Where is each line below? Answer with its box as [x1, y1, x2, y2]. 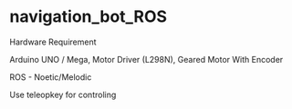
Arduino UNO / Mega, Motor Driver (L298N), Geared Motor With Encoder [9, 54, 284, 64]
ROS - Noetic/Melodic [9, 71, 92, 83]
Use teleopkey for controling [9, 89, 117, 100]
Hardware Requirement [9, 36, 98, 47]
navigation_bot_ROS [9, 6, 167, 27]
